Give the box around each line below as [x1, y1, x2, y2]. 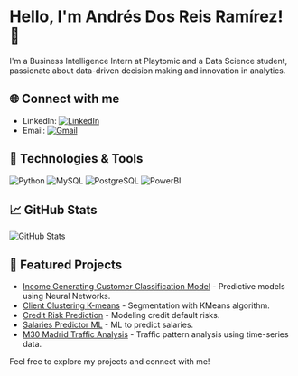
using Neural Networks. [22, 291, 111, 302]
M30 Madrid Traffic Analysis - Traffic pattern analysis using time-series [22, 329, 289, 340]
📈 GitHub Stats [9, 202, 98, 218]
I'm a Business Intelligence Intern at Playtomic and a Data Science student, [9, 55, 288, 66]
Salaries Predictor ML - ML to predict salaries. [22, 319, 194, 331]
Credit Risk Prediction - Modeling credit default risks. [22, 310, 220, 321]
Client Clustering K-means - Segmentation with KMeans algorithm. [22, 300, 271, 311]
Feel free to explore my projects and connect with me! [9, 356, 210, 367]
